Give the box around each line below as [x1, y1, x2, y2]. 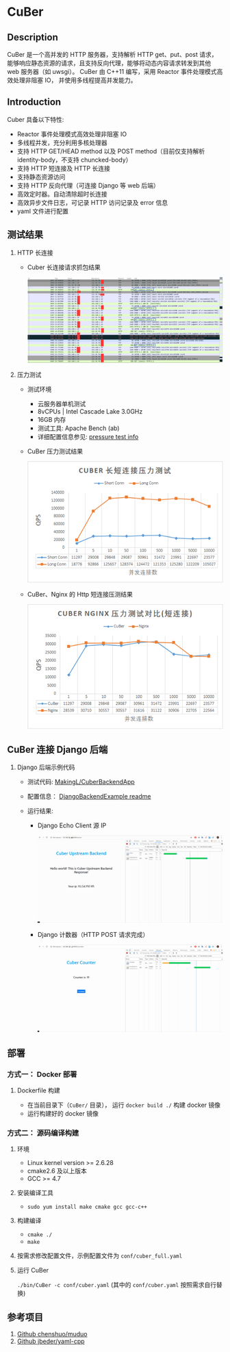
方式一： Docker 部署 [7, 1069, 77, 1079]
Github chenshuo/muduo [16, 1330, 88, 1338]
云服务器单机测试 [37, 400, 86, 408]
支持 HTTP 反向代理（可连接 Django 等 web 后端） [16, 181, 159, 189]
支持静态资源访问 [16, 173, 66, 181]
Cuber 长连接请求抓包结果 [27, 263, 101, 271]
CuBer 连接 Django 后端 [7, 744, 108, 755]
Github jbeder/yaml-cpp [16, 1337, 85, 1346]
